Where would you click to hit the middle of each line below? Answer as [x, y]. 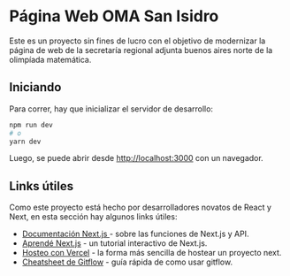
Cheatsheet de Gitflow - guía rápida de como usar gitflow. [127, 262]
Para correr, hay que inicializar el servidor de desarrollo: [111, 109]
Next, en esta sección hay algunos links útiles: [93, 217]
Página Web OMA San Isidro [114, 16]
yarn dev [25, 142]
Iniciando [35, 87]
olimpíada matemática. [50, 59]
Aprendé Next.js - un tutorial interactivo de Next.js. [114, 243]
